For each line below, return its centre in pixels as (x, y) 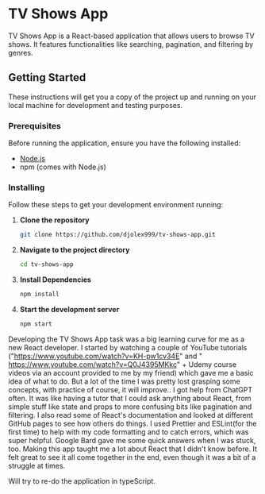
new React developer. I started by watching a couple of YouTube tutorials (128, 347)
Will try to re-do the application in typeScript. (82, 480)
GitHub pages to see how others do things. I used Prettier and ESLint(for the (132, 423)
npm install (39, 295)
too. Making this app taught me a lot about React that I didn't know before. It (133, 449)
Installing (27, 187)
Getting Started (47, 77)
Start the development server (69, 309)
